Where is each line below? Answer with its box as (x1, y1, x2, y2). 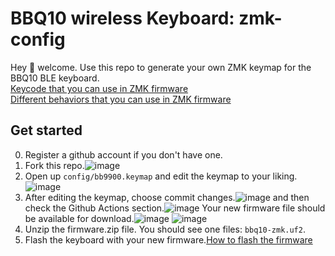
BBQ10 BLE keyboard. (10, 72, 100, 84)
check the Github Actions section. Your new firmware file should (24, 202, 326, 214)
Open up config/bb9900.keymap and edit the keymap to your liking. (24, 170, 298, 182)
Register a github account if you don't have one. (24, 148, 223, 161)
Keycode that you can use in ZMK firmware (10, 82, 189, 94)
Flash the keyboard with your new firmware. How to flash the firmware (24, 233, 313, 246)
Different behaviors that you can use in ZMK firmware (10, 93, 232, 105)
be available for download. (24, 212, 135, 224)
